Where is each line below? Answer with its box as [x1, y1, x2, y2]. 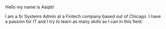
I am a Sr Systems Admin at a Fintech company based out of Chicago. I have [5, 14, 161, 19]
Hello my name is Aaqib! [5, 4, 54, 10]
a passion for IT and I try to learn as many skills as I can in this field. [5, 19, 143, 24]
